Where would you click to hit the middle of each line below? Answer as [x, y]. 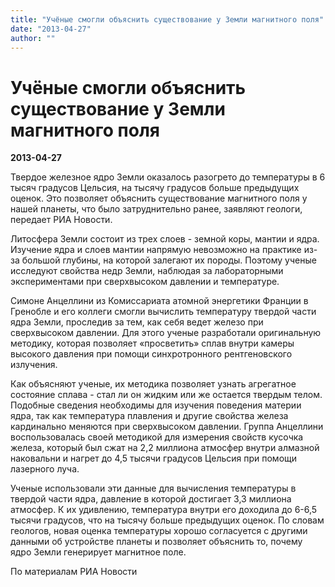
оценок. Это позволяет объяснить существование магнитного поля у [159, 198]
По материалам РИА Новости [74, 572]
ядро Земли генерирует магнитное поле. [98, 552]
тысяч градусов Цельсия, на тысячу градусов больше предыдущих [155, 188]
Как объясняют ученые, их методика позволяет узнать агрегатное [153, 384]
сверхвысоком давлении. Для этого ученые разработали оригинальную [166, 333]
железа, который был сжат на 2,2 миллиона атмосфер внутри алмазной [165, 448]
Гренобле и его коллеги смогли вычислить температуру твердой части [163, 312]
